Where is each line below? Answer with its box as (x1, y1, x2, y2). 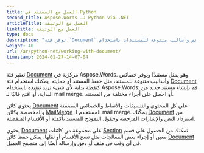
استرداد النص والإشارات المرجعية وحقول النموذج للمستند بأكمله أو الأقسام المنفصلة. (6, 115, 196, 122)
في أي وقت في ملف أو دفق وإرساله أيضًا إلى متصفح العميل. (6, 139, 142, 146)
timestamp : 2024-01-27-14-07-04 (6, 54, 88, 60)
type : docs (6, 32, 34, 38)
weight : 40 (6, 43, 34, 49)
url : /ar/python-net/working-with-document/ (6, 49, 121, 55)
